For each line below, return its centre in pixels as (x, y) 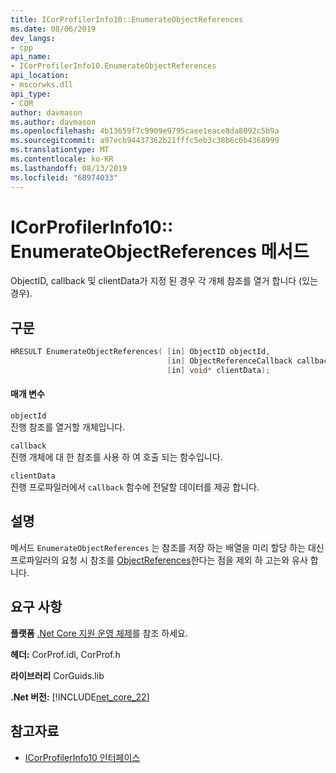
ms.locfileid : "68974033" (64, 177)
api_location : (40, 76)
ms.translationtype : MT (60, 150)
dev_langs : (33, 38)
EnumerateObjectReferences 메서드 (160, 251)
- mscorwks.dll (42, 85)
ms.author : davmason (53, 122)
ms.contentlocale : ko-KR (62, 159)
